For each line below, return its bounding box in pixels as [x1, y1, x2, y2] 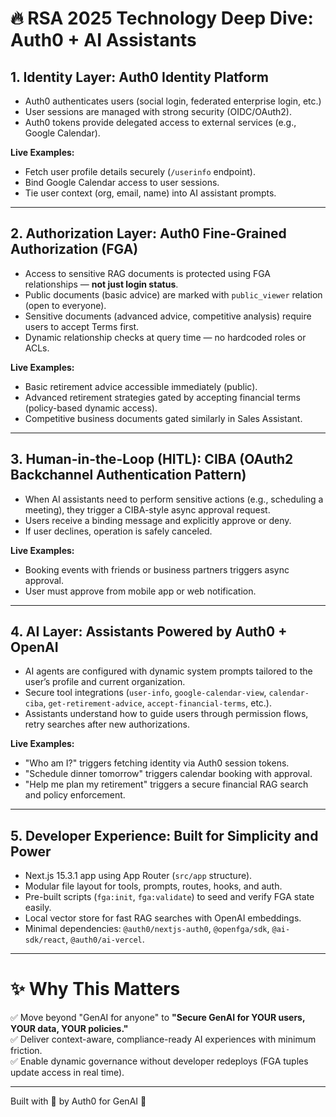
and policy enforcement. [24, 789, 126, 801]
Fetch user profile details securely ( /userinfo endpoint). [24, 166, 256, 177]
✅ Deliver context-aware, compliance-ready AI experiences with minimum [10, 1033, 317, 1046]
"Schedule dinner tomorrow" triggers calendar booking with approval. [24, 768, 313, 780]
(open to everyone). [24, 299, 107, 311]
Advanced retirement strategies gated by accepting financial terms [24, 391, 301, 403]
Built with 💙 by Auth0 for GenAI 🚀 [10, 1095, 147, 1107]
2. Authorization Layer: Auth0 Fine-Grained [10, 225, 287, 242]
